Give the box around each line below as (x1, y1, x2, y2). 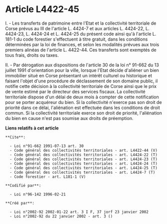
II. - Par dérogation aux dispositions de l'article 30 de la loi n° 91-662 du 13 (5, 62, 159, 68)
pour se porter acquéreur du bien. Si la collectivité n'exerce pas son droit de (5, 99, 162, 105)
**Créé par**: (5, 200, 35, 205)
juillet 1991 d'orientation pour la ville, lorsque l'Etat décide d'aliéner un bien (5, 67, 159, 73)
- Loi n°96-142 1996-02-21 (9, 192, 66, 197)
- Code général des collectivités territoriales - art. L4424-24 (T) (9, 161, 157, 166)
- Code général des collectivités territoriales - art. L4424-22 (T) (9, 152, 157, 157)
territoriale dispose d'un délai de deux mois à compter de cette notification (5, 94, 159, 100)
